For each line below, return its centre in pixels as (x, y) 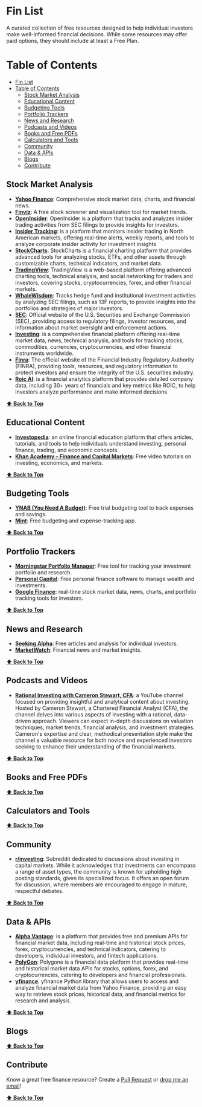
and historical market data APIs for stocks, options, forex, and (92, 968)
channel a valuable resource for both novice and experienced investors (103, 740)
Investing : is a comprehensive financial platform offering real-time (97, 334)
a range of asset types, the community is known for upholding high (98, 872)
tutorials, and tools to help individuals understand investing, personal (100, 443)
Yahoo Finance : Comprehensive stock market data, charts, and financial (105, 199)
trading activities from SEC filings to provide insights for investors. (97, 224)
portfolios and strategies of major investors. (69, 308)
